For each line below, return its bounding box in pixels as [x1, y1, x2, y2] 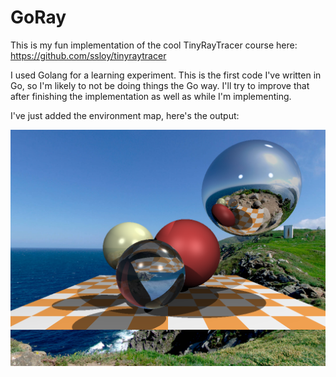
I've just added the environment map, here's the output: [10, 109, 240, 121]
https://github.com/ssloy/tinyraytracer [10, 49, 167, 61]
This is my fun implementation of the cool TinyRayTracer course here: [10, 39, 298, 51]
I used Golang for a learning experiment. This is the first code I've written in [10, 69, 322, 81]
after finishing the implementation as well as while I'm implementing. [10, 90, 292, 102]
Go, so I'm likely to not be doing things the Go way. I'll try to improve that [10, 79, 310, 91]
